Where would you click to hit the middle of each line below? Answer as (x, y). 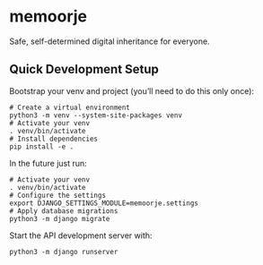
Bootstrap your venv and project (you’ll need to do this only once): (131, 90)
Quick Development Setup (84, 69)
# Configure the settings (57, 195)
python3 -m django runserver (64, 252)
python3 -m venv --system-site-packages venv (96, 115)
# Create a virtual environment (70, 107)
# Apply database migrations (64, 211)
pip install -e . (42, 146)
